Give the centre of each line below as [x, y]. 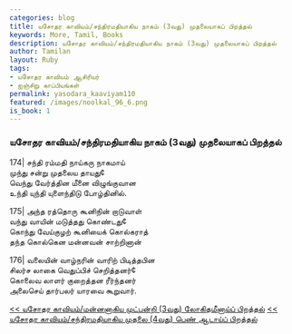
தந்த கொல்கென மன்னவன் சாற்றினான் [76, 241]
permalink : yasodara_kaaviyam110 [73, 93]
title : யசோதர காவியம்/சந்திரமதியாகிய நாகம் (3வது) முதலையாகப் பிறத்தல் [131, 26]
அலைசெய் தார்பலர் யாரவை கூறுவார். [73, 290]
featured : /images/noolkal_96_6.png [78, 102]
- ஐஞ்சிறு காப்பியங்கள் [44, 85]
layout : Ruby [34, 60]
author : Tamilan [40, 52]
